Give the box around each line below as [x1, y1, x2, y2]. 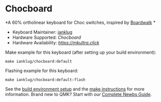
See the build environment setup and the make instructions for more [5, 86, 145, 92]
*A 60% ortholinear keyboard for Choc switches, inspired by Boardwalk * [5, 19, 156, 25]
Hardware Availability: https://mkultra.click [12, 39, 99, 45]
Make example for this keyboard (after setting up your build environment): [5, 49, 157, 55]
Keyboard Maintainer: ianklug [12, 29, 73, 35]
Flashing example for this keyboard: [5, 68, 79, 74]
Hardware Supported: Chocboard [12, 34, 81, 40]
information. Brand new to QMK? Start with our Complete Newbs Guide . [5, 91, 152, 97]
